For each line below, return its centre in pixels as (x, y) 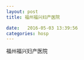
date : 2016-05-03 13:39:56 (42, 28)
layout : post (22, 12)
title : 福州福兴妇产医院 (33, 17)
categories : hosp (28, 33)
